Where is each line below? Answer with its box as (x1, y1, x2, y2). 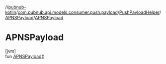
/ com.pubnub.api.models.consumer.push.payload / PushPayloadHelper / (16, 9, 162, 15)
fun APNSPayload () (5, 53, 45, 59)
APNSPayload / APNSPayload (5, 15, 64, 20)
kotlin (5, 9, 16, 15)
